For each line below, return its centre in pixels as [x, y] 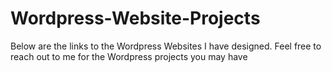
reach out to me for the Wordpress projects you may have [129, 56]
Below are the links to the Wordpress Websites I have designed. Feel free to [166, 46]
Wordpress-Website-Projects [135, 18]
